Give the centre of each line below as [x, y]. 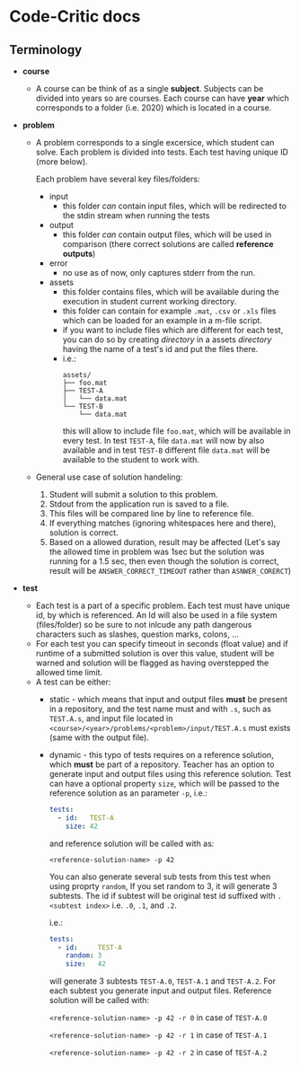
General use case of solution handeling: [109, 477]
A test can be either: [73, 682]
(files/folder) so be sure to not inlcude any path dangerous [144, 625]
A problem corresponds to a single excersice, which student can [155, 142]
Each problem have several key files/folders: [118, 179]
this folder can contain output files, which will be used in [167, 234]
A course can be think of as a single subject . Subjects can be [150, 88]
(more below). [62, 162]
